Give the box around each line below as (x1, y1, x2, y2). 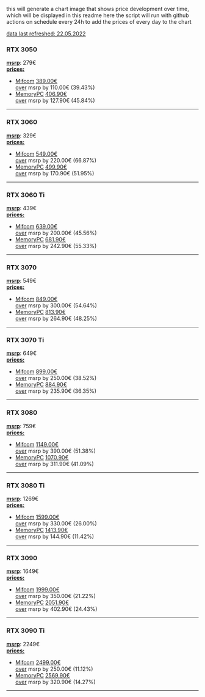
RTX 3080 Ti (6, 481, 45, 489)
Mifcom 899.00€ (15, 368, 58, 375)
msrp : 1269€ (6, 495, 39, 503)
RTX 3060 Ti (6, 191, 45, 199)
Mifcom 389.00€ (15, 78, 58, 85)
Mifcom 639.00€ (15, 222, 58, 230)
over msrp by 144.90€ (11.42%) (15, 533, 95, 540)
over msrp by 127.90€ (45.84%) (15, 97, 96, 104)
